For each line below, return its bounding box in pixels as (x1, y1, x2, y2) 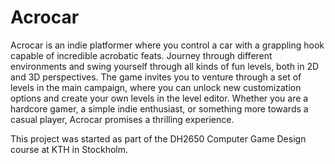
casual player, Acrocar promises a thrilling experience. (10, 113, 235, 125)
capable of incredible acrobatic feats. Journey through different (10, 49, 273, 61)
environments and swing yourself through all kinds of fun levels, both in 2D (10, 60, 320, 72)
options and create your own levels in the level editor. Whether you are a (10, 92, 309, 104)
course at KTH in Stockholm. (10, 143, 129, 155)
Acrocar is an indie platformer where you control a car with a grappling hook (10, 39, 325, 51)
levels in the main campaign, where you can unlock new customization (10, 81, 302, 93)
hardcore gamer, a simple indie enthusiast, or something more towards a (10, 102, 309, 115)
